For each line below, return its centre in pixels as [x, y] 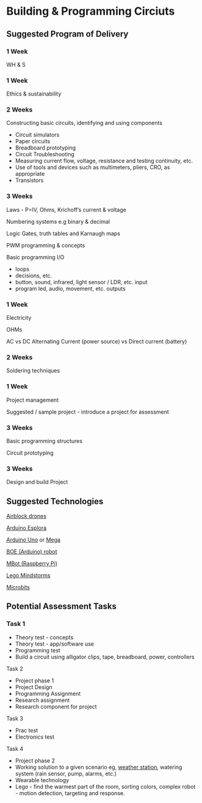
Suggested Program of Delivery [67, 34]
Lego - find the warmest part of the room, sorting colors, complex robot [105, 786]
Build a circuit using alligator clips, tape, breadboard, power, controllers [105, 657]
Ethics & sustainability [34, 94]
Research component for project [56, 706]
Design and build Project [37, 482]
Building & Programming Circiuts [91, 11]
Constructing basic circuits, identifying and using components [85, 123]
